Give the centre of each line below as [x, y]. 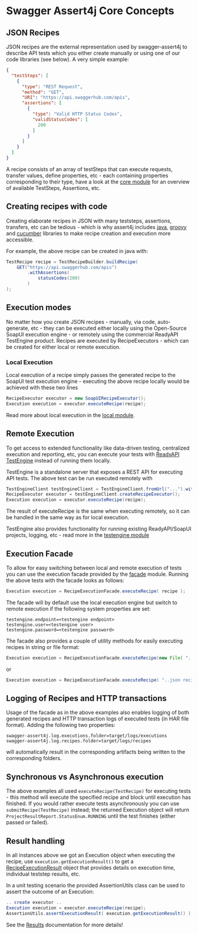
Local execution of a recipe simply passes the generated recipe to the [91, 375]
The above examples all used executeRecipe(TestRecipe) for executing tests [99, 791]
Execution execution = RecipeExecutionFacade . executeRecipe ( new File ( [95, 658]
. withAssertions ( [48, 273]
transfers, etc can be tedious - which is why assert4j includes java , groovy [96, 227]
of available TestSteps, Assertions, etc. [53, 188]
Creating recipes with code [57, 207]
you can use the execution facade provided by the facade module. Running [97, 574]
